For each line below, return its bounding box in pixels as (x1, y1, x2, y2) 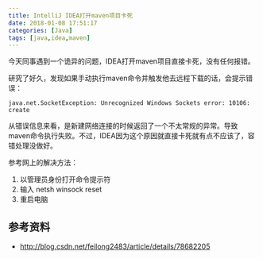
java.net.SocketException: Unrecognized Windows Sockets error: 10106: (8, 99, 250, 107)
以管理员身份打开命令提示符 (19, 175, 111, 184)
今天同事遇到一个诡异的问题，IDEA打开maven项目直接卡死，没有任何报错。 (8, 56, 255, 66)
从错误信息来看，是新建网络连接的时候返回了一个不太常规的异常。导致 (8, 121, 238, 131)
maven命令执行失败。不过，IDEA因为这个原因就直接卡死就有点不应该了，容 (8, 131, 255, 141)
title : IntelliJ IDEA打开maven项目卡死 (8, 11, 133, 20)
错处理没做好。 (8, 141, 57, 151)
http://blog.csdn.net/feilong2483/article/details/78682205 (19, 242, 211, 251)
